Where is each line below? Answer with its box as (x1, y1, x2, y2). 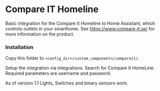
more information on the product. (5, 31, 74, 37)
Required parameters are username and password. (5, 70, 111, 76)
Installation (5, 43, 34, 51)
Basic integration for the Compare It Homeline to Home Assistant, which (5, 20, 155, 26)
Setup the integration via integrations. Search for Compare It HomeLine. (5, 65, 155, 71)
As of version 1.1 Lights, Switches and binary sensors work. (5, 80, 129, 86)
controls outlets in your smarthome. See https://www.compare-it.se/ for (5, 25, 155, 31)
